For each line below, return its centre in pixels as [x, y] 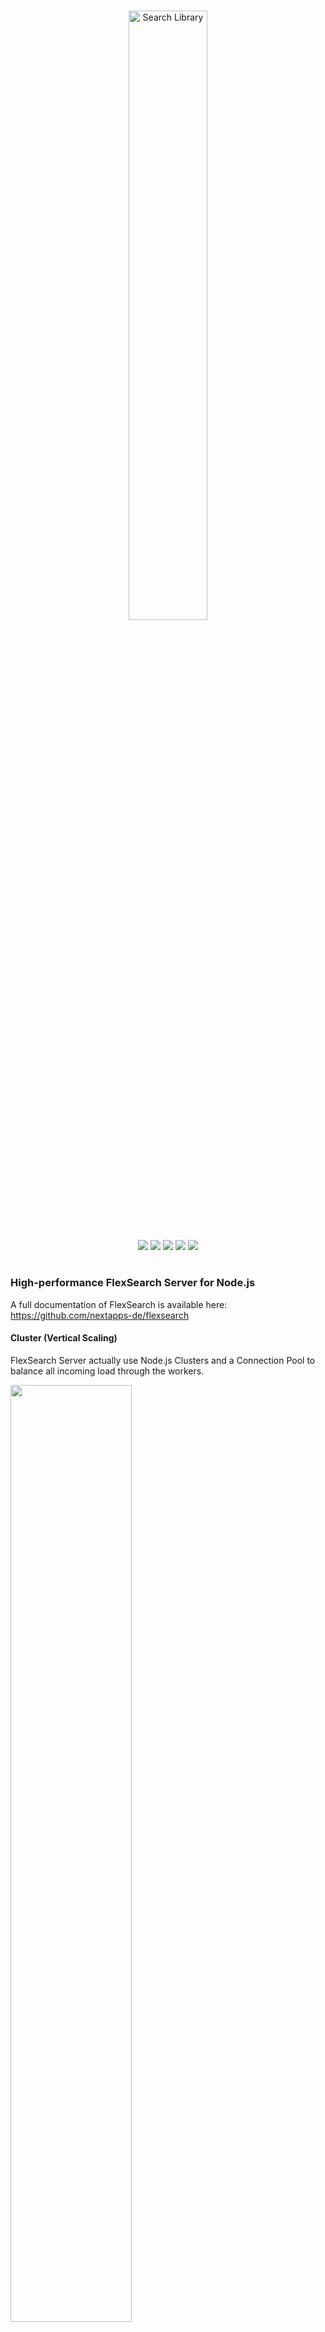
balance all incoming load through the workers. [107, 1371]
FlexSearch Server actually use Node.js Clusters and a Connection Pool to [163, 1360]
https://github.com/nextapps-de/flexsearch [100, 1315]
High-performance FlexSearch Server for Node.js [133, 1283]
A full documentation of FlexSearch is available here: [119, 1304]
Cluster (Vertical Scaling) [64, 1338]
